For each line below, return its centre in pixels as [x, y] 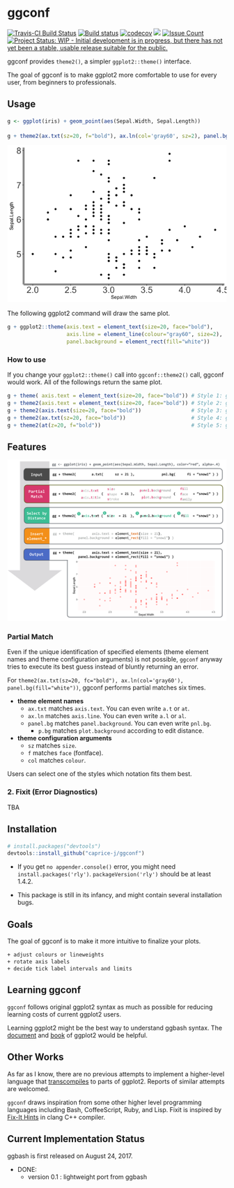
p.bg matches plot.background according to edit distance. [121, 731]
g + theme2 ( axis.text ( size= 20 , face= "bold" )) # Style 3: [115, 411]
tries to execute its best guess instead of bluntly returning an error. [103, 667]
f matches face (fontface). [65, 753]
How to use [27, 359]
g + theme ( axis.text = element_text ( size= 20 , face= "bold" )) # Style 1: [115, 396]
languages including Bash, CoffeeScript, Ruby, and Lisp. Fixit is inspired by [114, 1109]
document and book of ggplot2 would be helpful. [77, 1035]
